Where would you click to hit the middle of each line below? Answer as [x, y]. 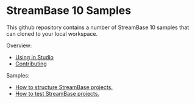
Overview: [19, 45]
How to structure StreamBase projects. [64, 87]
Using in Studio [34, 57]
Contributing [31, 64]
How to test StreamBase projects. [57, 93]
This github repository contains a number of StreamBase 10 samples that [98, 27]
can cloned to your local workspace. [52, 33]
